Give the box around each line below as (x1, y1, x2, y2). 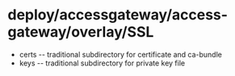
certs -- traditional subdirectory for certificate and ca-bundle (19, 49, 223, 59)
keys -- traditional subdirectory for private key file (19, 58, 186, 68)
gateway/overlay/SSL (7, 23, 154, 41)
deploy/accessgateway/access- (7, 6, 228, 24)
